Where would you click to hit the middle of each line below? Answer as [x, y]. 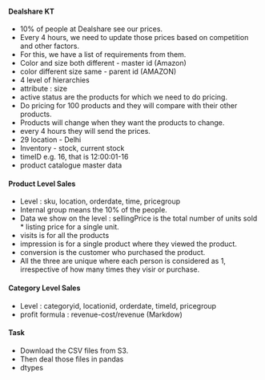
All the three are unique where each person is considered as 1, [123, 261]
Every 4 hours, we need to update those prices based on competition [134, 38]
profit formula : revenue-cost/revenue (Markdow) [101, 314]
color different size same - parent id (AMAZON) [98, 71]
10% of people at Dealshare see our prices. [91, 29]
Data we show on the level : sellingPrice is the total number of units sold [139, 218]
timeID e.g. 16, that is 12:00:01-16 [74, 157]
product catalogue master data [71, 165]
